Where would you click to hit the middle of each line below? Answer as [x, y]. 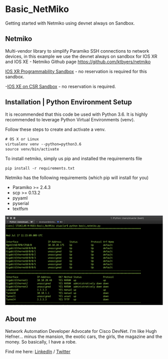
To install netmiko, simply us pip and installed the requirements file [74, 158]
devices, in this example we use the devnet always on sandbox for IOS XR [81, 56]
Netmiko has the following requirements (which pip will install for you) [77, 177]
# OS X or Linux [22, 139]
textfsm [20, 209]
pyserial [20, 203]
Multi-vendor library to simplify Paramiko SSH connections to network [77, 51]
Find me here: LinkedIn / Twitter [38, 351]
